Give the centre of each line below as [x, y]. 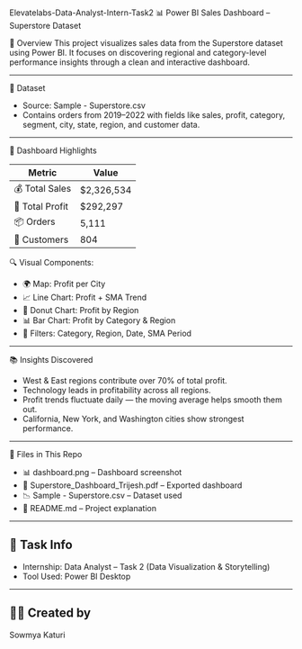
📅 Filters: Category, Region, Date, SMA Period [107, 333]
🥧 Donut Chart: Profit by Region [80, 310]
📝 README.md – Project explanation [89, 508]
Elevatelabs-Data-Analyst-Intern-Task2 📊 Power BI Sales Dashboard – [140, 13]
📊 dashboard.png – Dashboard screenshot [102, 472]
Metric [43, 172]
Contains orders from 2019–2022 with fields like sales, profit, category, [154, 115]
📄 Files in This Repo [46, 454]
